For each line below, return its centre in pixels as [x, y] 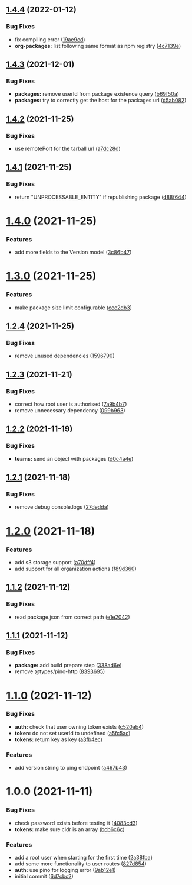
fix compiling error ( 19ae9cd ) [50, 39]
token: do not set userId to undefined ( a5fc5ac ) [72, 733]
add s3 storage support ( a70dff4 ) [55, 562]
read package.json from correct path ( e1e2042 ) [72, 617]
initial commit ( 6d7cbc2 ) [44, 876]
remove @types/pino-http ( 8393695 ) [60, 671]
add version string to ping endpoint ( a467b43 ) [71, 768]
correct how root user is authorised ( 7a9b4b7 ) [71, 404]
